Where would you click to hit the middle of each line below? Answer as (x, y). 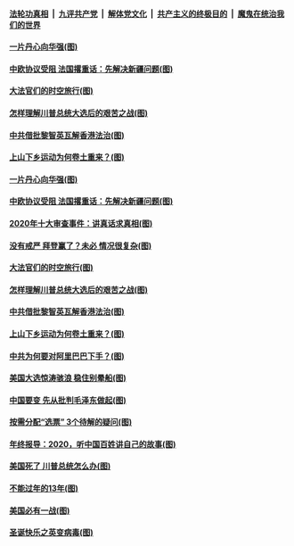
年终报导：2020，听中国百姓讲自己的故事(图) (93, 444)
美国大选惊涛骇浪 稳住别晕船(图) (68, 378)
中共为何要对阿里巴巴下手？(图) (67, 356)
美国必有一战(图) (40, 510)
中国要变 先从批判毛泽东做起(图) (68, 400)
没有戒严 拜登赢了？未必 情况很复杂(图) (81, 245)
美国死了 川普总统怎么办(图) (60, 466)
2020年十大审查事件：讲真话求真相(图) (81, 223)
